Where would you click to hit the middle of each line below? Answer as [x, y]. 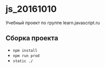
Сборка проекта [32, 38]
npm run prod [26, 56]
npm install [25, 50]
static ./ [23, 61]
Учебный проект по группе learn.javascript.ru [53, 23]
